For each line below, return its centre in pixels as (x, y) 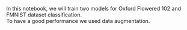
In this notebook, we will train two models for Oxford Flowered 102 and (94, 9)
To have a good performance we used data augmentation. (78, 21)
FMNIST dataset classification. (44, 15)
